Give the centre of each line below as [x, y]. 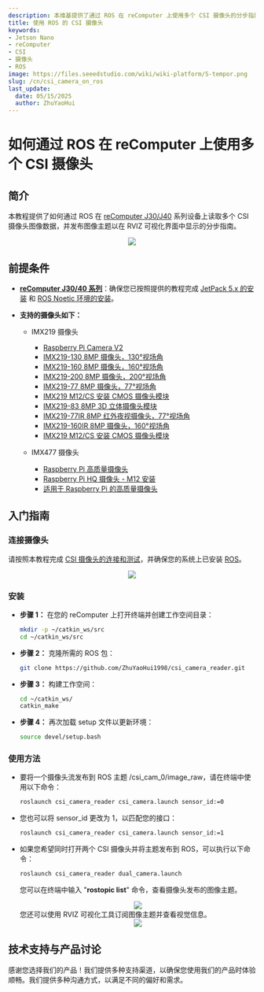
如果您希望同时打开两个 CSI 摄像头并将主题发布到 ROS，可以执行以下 [132, 849]
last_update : [29, 89]
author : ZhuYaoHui [46, 103]
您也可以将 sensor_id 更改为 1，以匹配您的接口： [98, 818]
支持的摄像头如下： [51, 315]
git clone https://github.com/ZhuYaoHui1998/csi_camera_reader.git [132, 668]
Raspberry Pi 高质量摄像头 [85, 468]
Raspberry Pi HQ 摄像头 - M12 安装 [99, 479]
